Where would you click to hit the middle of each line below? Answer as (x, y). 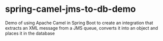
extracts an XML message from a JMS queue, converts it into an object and (82, 28)
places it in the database (30, 33)
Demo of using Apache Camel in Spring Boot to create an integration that (79, 23)
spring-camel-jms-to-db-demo (71, 9)
